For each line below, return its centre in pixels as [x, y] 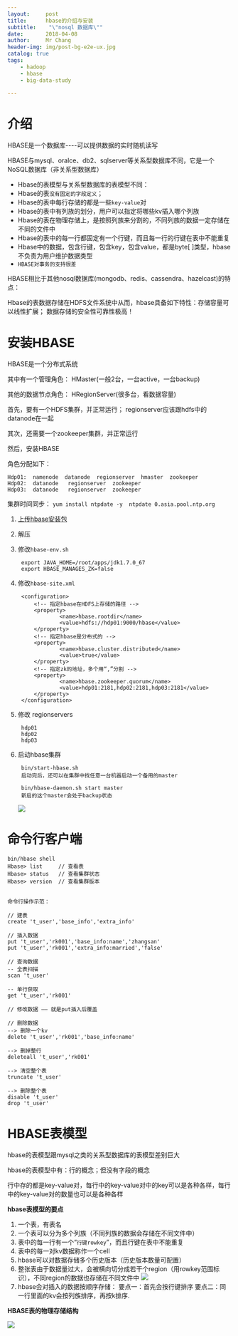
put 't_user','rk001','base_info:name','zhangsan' [84, 942]
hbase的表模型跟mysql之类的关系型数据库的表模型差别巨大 [93, 1155]
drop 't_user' [28, 1104]
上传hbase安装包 [42, 519]
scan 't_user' [28, 976]
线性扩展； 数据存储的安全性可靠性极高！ [73, 311]
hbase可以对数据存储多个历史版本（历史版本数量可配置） [102, 1260]
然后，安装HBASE [33, 449]
